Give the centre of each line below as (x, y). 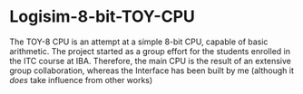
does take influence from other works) (81, 80)
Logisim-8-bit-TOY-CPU (102, 17)
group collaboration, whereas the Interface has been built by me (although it (152, 70)
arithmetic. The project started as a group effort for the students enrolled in (150, 51)
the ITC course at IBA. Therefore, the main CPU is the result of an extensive (151, 61)
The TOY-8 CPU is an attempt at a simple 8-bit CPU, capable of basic (139, 42)
